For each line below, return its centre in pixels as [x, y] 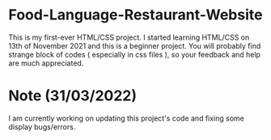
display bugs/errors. [42, 126]
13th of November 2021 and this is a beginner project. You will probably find [135, 45]
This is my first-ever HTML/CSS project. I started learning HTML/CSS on [129, 37]
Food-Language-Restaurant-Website [135, 15]
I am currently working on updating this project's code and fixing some [127, 118]
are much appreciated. [46, 63]
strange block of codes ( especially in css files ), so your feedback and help [135, 54]
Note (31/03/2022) [73, 96]
